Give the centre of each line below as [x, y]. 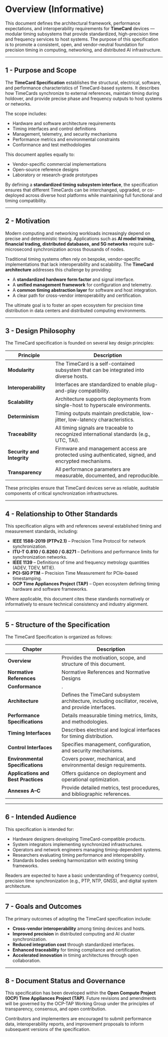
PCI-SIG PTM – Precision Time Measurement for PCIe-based [75, 573]
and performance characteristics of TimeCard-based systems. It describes [82, 88]
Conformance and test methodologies [51, 145]
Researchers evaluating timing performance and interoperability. [79, 855]
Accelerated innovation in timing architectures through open [75, 955]
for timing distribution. [87, 736]
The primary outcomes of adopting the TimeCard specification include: [78, 918]
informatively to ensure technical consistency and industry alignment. [77, 604]
